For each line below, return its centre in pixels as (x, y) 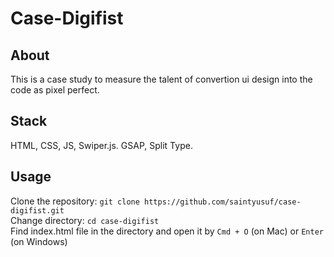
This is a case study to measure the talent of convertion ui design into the (161, 79)
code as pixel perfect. (55, 90)
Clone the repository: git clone (75, 201)
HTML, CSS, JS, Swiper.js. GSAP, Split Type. (101, 145)
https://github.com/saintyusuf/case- (223, 202)
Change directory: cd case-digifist (85, 220)
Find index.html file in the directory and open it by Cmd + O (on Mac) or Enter (167, 231)
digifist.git (37, 210)
